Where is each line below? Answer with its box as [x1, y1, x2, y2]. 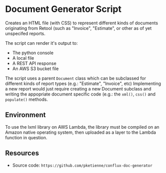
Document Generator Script [5, 3, 122, 15]
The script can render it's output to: [5, 40, 78, 46]
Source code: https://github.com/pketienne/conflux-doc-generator [12, 162, 153, 168]
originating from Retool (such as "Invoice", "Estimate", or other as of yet [5, 25, 152, 31]
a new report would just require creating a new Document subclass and [5, 86, 152, 91]
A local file [12, 55, 34, 61]
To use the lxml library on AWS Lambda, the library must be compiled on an [5, 124, 160, 130]
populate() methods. [5, 96, 48, 102]
